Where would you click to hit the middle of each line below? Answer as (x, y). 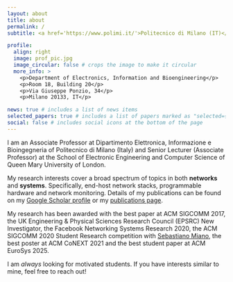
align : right (32, 52)
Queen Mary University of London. (57, 165)
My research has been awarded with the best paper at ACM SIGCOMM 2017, (116, 213)
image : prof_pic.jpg (43, 59)
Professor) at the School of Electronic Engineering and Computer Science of (116, 157)
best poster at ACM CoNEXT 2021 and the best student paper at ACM (106, 243)
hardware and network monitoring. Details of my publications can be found (114, 192)
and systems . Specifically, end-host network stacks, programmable (104, 185)
